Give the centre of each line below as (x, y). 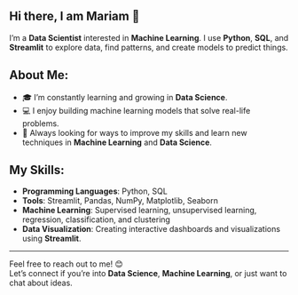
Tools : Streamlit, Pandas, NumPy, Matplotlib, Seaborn (120, 201)
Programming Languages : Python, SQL (95, 191)
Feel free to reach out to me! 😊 (66, 264)
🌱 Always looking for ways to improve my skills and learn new (134, 132)
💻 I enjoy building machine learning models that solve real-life (136, 110)
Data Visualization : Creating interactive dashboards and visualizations (151, 229)
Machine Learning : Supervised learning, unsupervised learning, (139, 211)
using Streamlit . (51, 239)
